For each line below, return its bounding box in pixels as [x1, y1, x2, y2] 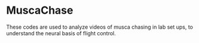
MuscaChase [6, 4, 74, 17]
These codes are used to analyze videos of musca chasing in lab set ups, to [6, 23, 193, 30]
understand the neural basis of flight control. [6, 29, 117, 36]
